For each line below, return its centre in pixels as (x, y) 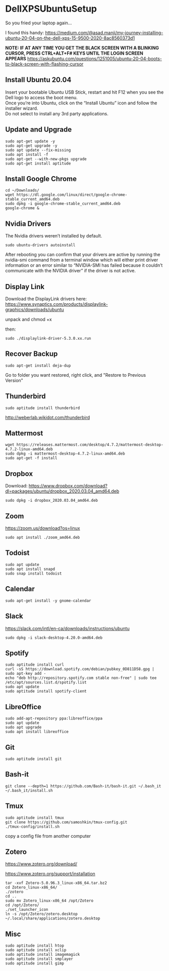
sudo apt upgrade (23, 727)
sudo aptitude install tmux (35, 818)
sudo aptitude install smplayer (39, 959)
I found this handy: (25, 32)
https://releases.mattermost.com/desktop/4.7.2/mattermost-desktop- (90, 445)
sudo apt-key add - (26, 674)
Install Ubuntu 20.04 (38, 80)
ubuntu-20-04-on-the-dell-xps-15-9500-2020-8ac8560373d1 (70, 38)
